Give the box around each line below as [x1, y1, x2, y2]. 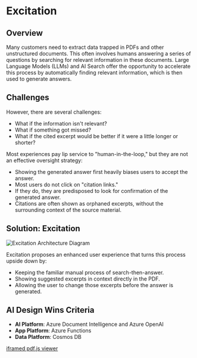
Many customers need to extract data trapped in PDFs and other [6, 43, 164, 51]
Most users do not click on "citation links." [14, 180, 118, 188]
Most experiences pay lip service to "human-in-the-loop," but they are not [6, 150, 189, 157]
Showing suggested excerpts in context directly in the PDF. [14, 275, 160, 282]
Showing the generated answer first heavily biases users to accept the [14, 168, 188, 175]
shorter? [14, 139, 36, 146]
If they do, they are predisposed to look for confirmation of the [14, 187, 168, 194]
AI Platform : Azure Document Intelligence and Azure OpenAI [14, 320, 164, 328]
